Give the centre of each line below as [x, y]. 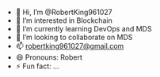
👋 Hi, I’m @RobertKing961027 [64, 12]
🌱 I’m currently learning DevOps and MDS [84, 29]
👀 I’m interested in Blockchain [64, 20]
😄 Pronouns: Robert [49, 57]
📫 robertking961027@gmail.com [70, 46]
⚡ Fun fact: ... [37, 66]
